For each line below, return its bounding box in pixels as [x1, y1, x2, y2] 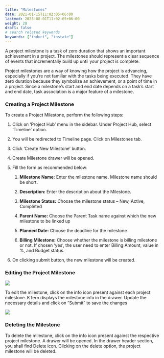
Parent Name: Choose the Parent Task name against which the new [19, 213, 157, 219]
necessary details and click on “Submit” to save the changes [5, 300, 127, 306]
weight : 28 [5, 21, 27, 26]
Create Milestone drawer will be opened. [12, 155, 94, 161]
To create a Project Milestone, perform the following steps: [5, 112, 124, 118]
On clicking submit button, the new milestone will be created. [12, 257, 136, 263]
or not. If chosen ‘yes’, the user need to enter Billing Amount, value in [19, 242, 159, 248]
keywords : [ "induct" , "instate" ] [5, 35, 73, 40]
